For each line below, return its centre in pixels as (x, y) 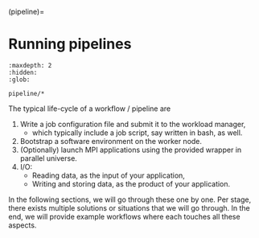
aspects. (23, 225)
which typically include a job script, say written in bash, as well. (137, 133)
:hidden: (23, 72)
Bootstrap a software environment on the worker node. (111, 141)
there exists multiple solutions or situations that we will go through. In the (129, 207)
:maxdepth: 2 (30, 65)
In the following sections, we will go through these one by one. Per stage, (130, 199)
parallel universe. (49, 158)
